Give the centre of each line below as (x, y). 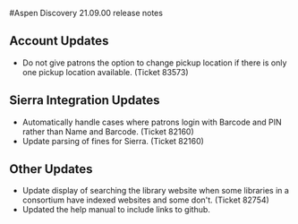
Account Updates (59, 41)
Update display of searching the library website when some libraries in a (155, 191)
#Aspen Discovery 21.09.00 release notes (86, 13)
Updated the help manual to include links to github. (116, 210)
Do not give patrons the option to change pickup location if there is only (154, 63)
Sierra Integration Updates (85, 101)
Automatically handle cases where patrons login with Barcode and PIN (152, 122)
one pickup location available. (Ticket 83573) (106, 72)
